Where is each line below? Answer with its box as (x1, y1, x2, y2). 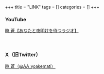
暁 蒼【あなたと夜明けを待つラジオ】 (5, 28, 79, 33)
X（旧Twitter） (5, 51, 41, 58)
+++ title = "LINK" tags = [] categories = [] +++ (5, 4, 100, 10)
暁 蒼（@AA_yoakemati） (5, 63, 56, 69)
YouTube (5, 16, 27, 23)
